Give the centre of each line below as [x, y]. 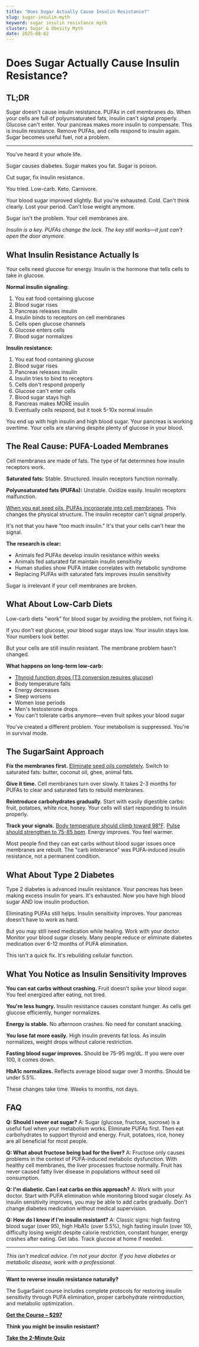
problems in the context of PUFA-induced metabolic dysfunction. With [92, 1159]
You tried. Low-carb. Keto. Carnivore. [52, 189]
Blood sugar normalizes [44, 336]
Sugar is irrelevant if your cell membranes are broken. [72, 586]
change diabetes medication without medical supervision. [76, 1208]
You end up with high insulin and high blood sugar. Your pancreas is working [99, 421]
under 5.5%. [21, 1077]
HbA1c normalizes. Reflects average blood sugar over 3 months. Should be [98, 1071]
